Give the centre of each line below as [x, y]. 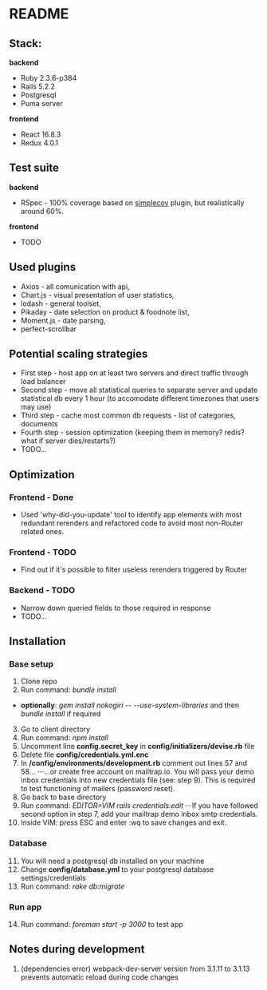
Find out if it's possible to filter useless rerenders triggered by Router [134, 570]
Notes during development [77, 950]
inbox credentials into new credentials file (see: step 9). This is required [138, 780]
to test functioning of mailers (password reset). [98, 789]
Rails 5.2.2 [37, 86]
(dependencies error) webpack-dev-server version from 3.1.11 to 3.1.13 [135, 968]
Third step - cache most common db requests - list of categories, [128, 415]
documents [39, 424]
